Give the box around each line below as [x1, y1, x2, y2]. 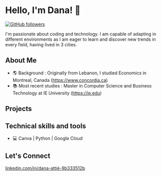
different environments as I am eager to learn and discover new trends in [5, 36, 156, 42]
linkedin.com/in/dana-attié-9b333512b [5, 165, 86, 171]
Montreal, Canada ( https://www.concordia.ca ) [12, 77, 108, 83]
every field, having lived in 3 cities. [5, 41, 77, 47]
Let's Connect [5, 152, 50, 160]
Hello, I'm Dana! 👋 [5, 5, 81, 16]
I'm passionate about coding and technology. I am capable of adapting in [5, 31, 156, 37]
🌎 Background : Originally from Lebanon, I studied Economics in [12, 70, 147, 76]
